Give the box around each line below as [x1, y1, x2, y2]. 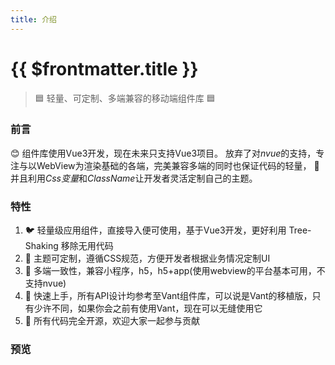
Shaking [24, 240, 59, 252]
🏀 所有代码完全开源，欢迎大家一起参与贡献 [24, 315, 200, 327]
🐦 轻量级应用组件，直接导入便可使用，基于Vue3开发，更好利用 [24, 224, 287, 236]
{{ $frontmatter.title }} [10, 57, 199, 80]
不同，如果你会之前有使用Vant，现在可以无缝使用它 [51, 302, 263, 315]
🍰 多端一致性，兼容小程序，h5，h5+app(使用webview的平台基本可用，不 [24, 265, 326, 277]
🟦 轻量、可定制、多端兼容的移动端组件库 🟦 [34, 92, 216, 104]
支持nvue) [24, 277, 67, 290]
